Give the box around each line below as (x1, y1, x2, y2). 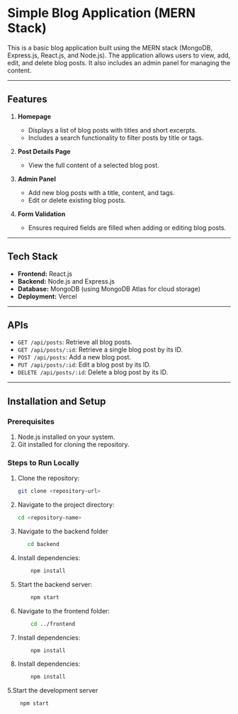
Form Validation (17, 209, 66, 218)
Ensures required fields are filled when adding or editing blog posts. (28, 223, 227, 232)
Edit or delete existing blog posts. (28, 196, 126, 204)
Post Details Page (17, 147, 71, 155)
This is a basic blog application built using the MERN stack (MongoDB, (7, 43, 213, 52)
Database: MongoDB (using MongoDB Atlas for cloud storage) (17, 284, 200, 293)
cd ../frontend (30, 620, 76, 627)
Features (7, 94, 47, 106)
